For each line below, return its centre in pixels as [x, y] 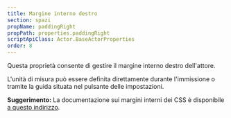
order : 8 [20, 46]
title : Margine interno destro [52, 14]
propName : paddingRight [42, 26]
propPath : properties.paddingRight [59, 33]
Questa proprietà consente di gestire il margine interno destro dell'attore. [112, 66]
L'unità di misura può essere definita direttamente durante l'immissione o [111, 79]
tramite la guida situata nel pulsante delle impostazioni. [86, 86]
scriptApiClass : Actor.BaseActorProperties [71, 40]
